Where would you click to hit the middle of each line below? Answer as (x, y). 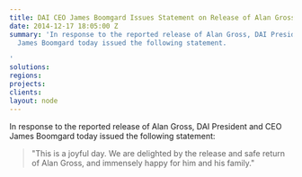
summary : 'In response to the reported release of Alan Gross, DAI (138, 34)
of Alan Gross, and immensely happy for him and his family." (143, 163)
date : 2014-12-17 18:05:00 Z (64, 26)
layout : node (34, 101)
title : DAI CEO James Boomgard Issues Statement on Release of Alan (140, 18)
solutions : (30, 67)
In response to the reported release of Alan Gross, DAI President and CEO (146, 126)
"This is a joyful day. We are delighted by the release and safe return (158, 153)
